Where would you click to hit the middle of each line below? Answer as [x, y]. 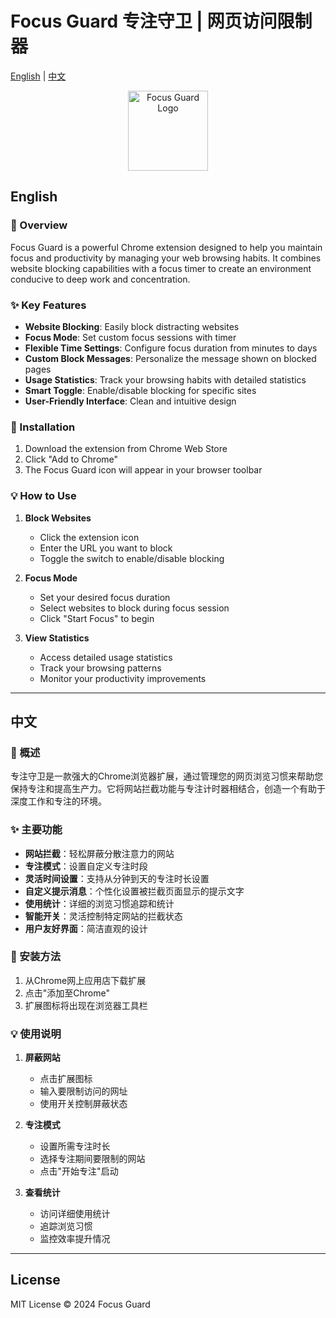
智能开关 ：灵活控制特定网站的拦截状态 [103, 916]
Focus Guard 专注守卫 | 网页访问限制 [161, 21]
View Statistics [57, 638]
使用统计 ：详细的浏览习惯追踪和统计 [99, 903]
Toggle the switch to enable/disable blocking [132, 558]
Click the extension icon [89, 537]
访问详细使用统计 [75, 1214]
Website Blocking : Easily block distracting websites [132, 326]
